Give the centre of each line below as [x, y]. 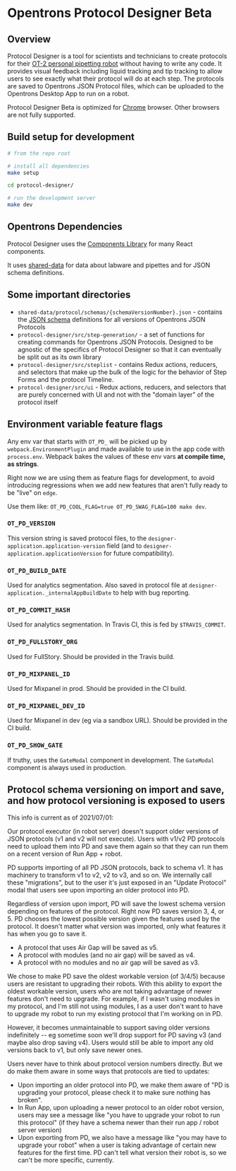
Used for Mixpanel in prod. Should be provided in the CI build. [97, 688]
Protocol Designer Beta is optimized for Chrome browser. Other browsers [113, 107]
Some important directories [69, 295]
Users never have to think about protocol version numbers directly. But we [115, 1064]
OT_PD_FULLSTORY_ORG [43, 642]
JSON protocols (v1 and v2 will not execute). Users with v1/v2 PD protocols [116, 839]
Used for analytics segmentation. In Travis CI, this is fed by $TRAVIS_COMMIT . [117, 624]
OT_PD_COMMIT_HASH [39, 610]
